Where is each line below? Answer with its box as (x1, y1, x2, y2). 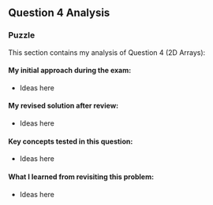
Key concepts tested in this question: (8, 137, 133, 146)
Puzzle (8, 30, 35, 41)
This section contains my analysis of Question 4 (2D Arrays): (8, 47, 206, 57)
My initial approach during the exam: (8, 66, 132, 75)
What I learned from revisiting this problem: (8, 172, 155, 181)
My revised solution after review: (8, 101, 119, 111)
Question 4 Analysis (8, 6, 110, 20)
